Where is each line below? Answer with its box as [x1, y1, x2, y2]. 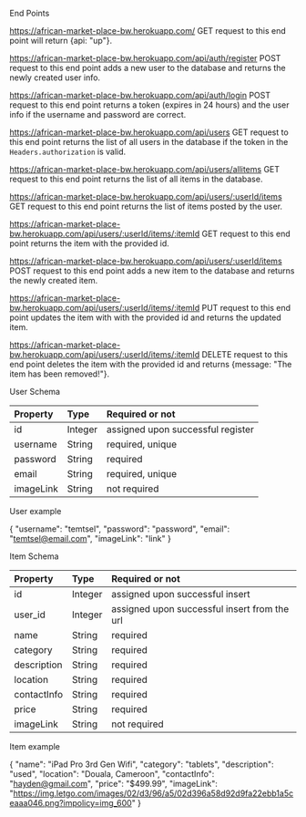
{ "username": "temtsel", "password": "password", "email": [9, 523, 230, 534]
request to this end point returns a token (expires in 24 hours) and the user [9, 99, 290, 110]
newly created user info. [9, 72, 101, 83]
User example [9, 506, 62, 516]
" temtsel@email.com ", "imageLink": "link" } [9, 533, 171, 543]
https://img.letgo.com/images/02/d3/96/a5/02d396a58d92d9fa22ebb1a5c [13, 788, 294, 799]
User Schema [9, 387, 61, 397]
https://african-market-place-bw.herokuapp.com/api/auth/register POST [9, 53, 281, 63]
